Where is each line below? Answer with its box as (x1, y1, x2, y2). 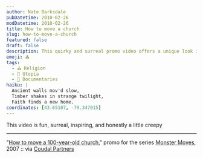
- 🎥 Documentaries (11, 76, 59, 82)
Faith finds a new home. (11, 99, 74, 105)
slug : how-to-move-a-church (6, 31, 77, 38)
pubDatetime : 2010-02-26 (6, 15, 69, 21)
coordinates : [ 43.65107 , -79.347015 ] (6, 104, 101, 111)
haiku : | (6, 82, 28, 88)
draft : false (6, 43, 39, 49)
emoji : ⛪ (6, 54, 30, 60)
